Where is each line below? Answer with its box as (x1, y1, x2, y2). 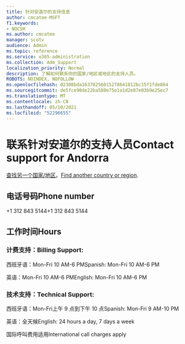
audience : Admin (6, 43, 47, 49)
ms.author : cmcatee (6, 31, 55, 37)
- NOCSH (6, 25, 26, 32)
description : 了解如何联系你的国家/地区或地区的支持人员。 (6, 71, 139, 77)
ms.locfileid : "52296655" (6, 110, 71, 116)
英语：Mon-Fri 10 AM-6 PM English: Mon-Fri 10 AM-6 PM (6, 273, 148, 281)
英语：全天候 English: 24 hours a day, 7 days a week (6, 318, 135, 325)
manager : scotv (6, 37, 45, 43)
